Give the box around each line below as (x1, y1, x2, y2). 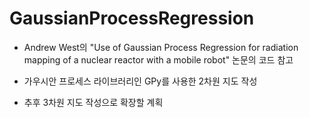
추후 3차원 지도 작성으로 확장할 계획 (23, 96, 164, 108)
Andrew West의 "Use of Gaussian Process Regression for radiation (23, 41, 299, 53)
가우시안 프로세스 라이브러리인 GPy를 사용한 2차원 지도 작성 (23, 75, 258, 87)
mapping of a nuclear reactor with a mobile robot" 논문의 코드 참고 (23, 53, 294, 66)
